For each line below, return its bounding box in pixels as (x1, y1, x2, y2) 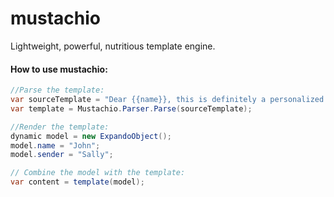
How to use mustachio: (10, 63, 108, 75)
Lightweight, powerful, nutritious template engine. (10, 40, 216, 52)
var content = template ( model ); (10, 177, 145, 187)
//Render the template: (10, 122, 110, 132)
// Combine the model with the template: (10, 168, 186, 178)
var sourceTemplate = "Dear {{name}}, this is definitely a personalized (10, 95, 325, 105)
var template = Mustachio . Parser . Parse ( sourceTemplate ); (10, 103, 253, 114)
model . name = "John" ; (10, 140, 101, 151)
